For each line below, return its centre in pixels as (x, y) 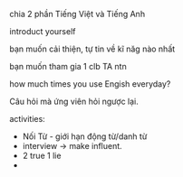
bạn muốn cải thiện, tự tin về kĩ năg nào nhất (92, 49)
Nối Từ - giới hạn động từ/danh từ (85, 136)
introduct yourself (43, 31)
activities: (27, 119)
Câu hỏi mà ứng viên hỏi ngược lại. (74, 101)
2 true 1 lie (42, 155)
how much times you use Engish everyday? (90, 84)
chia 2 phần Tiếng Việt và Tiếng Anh (77, 14)
